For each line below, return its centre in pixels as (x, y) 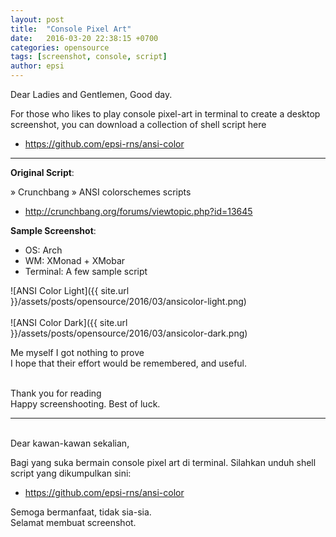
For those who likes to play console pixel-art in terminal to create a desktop (165, 114)
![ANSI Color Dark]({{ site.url (69, 322)
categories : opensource (60, 47)
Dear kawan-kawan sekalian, (70, 443)
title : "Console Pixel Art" (71, 29)
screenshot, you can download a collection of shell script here (138, 124)
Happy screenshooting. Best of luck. (85, 404)
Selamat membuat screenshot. (73, 522)
